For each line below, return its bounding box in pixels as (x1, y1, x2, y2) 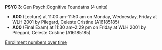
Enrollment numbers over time (5, 39, 67, 45)
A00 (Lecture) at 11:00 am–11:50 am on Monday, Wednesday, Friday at (12, 14, 157, 19)
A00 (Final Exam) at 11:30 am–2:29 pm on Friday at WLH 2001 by (12, 24, 146, 30)
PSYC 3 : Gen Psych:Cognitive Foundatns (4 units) (5, 4, 108, 10)
